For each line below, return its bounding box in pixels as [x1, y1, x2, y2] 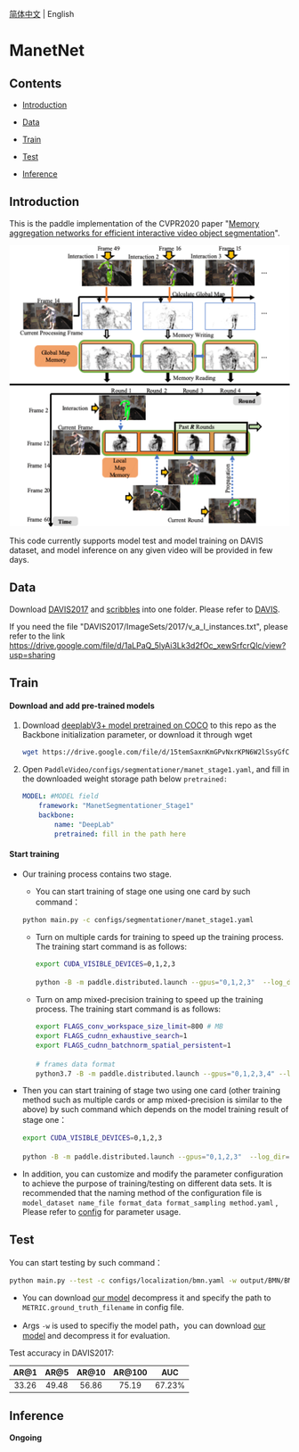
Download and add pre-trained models [9, 700, 155, 711]
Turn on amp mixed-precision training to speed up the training [35, 994, 264, 1005]
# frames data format [35, 1060, 116, 1068]
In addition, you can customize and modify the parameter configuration [21, 1168, 283, 1180]
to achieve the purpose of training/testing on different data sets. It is [21, 1178, 273, 1189]
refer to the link [9, 631, 65, 641]
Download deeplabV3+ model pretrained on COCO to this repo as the [21, 720, 277, 730]
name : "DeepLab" [54, 820, 115, 829]
